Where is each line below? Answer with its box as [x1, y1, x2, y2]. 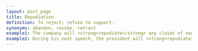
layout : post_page [6, 8, 51, 15]
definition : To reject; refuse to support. [6, 19, 115, 25]
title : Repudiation [6, 14, 54, 20]
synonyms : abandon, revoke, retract [6, 25, 96, 31]
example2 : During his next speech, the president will [6, 36, 144, 42]
